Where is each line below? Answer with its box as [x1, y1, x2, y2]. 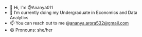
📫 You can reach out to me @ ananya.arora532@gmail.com [9, 20, 129, 26]
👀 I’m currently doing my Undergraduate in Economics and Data [9, 10, 138, 15]
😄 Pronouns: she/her [9, 27, 53, 33]
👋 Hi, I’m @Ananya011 [9, 5, 53, 10]
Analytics [9, 15, 29, 20]
